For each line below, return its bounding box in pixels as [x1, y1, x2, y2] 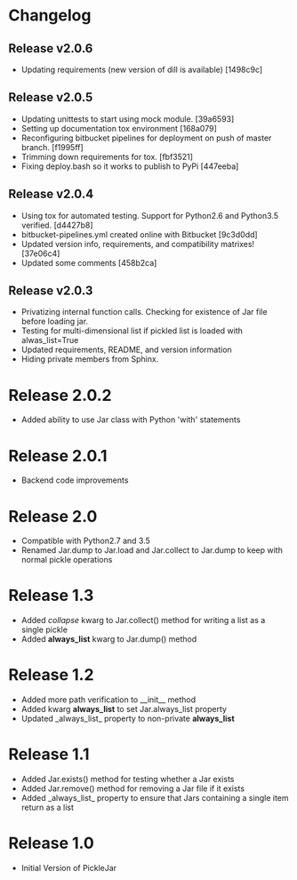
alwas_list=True [20, 335, 79, 346]
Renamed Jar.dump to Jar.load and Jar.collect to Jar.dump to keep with [20, 545, 284, 556]
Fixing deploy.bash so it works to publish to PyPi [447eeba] [20, 161, 239, 172]
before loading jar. [20, 316, 89, 327]
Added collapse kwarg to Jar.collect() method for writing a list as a [20, 615, 266, 626]
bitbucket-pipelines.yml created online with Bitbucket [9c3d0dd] [20, 228, 259, 240]
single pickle [20, 624, 68, 636]
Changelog [8, 5, 92, 26]
